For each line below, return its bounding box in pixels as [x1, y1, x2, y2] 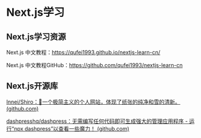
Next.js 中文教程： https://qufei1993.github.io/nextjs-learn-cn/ [6, 49, 161, 56]
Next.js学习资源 [6, 31, 66, 42]
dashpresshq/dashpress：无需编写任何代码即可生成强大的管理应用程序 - [6, 117, 188, 125]
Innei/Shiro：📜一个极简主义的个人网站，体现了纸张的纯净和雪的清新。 [6, 98, 181, 105]
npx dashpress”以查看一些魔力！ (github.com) [14, 125, 129, 132]
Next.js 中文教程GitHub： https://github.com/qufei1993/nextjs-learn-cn [6, 62, 183, 68]
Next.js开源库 [6, 81, 58, 91]
